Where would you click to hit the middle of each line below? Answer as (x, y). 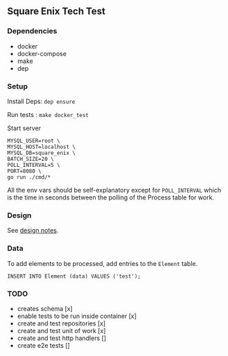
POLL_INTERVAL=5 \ (34, 165)
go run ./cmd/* (29, 177)
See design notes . (33, 231)
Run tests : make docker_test (48, 114)
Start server (24, 128)
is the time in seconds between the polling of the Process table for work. (111, 197)
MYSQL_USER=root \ (34, 141)
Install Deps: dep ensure (41, 101)
